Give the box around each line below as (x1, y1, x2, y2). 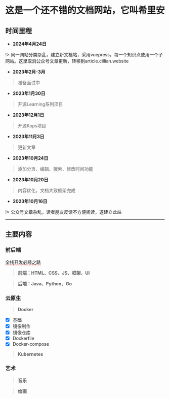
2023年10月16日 (12, 198, 48, 204)
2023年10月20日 (12, 177, 49, 183)
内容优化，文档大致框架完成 (17, 187, 76, 193)
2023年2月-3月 (12, 69, 46, 75)
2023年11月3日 (12, 134, 45, 140)
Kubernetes (17, 351, 44, 357)
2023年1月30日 (12, 90, 46, 96)
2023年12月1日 (12, 112, 45, 118)
